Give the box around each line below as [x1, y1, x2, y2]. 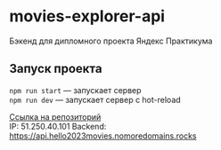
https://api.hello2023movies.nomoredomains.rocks [9, 130, 197, 141]
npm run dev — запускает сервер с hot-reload [9, 94, 181, 105]
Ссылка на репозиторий [9, 111, 102, 122]
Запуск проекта [9, 61, 102, 76]
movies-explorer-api [9, 6, 166, 27]
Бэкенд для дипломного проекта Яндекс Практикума [9, 36, 213, 46]
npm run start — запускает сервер [9, 84, 142, 95]
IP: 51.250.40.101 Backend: [9, 121, 107, 131]
